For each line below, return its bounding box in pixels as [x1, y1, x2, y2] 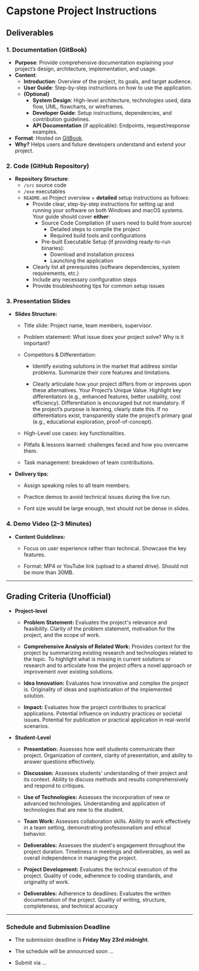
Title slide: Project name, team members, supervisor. [23, 322, 153, 329]
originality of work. [23, 878, 70, 885]
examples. [32, 128, 58, 135]
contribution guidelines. [32, 116, 91, 123]
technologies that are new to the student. [23, 806, 124, 813]
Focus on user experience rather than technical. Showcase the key [23, 544, 187, 552]
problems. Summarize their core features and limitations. [32, 369, 171, 376]
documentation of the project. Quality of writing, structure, [23, 896, 166, 903]
